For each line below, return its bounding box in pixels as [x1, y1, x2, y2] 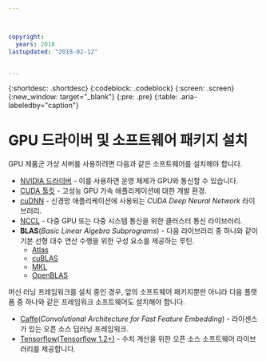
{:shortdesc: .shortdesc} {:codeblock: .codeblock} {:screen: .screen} [8, 83, 235, 93]
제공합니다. [41, 344, 76, 354]
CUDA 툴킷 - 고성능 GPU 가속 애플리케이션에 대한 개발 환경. [19, 186, 208, 196]
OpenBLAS [31, 271, 69, 280]
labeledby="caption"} [8, 101, 79, 110]
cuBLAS [31, 254, 58, 263]
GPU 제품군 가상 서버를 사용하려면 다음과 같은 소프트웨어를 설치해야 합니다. [8, 159, 243, 169]
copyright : [8, 33, 45, 41]
